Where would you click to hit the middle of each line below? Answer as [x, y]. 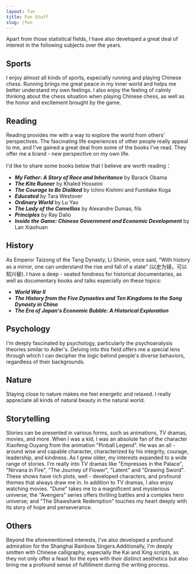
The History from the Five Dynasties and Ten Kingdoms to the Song [98, 298]
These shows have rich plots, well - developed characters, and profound [94, 476]
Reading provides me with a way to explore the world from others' [86, 135]
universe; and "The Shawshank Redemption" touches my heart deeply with [97, 501]
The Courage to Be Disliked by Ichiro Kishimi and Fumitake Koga [93, 190]
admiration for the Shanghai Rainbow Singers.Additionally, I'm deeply [89, 546]
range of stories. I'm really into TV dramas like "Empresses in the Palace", [94, 464]
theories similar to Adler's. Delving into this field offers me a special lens [93, 349]
